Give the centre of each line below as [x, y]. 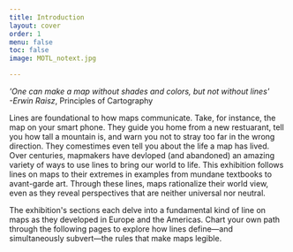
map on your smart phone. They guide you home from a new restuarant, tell [146, 127]
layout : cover [35, 26]
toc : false [29, 50]
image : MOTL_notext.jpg [53, 58]
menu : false [31, 42]
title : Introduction [47, 17]
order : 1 [25, 34]
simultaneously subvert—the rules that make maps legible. [116, 238]
